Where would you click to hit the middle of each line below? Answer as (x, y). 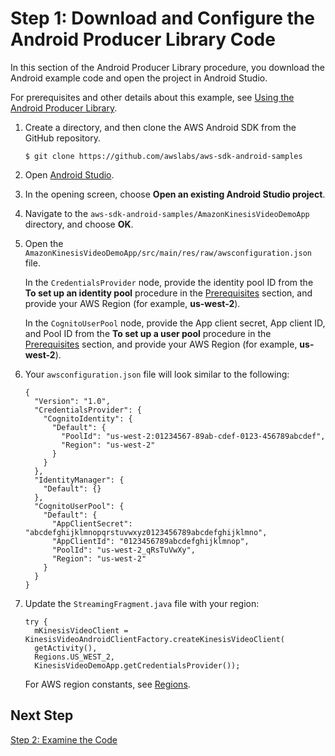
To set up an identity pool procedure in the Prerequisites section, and (168, 293)
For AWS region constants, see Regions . (107, 684)
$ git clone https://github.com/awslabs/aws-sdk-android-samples (163, 156)
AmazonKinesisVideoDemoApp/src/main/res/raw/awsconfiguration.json (168, 253)
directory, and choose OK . (79, 224)
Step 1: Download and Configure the (162, 18)
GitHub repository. (62, 138)
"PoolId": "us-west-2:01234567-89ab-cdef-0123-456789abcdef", (193, 436)
